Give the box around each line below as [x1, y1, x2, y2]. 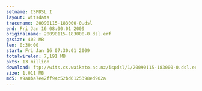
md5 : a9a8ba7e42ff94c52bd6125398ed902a [6, 75, 106, 81]
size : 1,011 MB [6, 70, 44, 76]
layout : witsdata [6, 14, 50, 20]
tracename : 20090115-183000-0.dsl [6, 20, 93, 26]
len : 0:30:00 [6, 43, 39, 48]
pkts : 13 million [6, 59, 50, 65]
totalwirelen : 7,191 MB [6, 53, 66, 59]
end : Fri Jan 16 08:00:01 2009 [6, 25, 85, 32]
